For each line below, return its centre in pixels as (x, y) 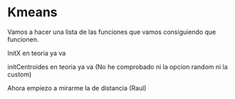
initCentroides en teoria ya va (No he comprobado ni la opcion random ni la (117, 66)
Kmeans (33, 12)
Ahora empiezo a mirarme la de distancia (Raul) (77, 88)
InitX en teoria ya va (37, 53)
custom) (20, 74)
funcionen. (23, 39)
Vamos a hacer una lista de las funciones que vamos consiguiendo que (112, 32)
